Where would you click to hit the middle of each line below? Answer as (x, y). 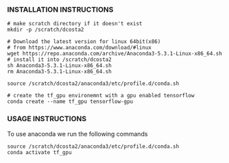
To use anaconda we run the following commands (77, 134)
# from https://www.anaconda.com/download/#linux (80, 48)
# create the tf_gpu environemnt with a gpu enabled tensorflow (101, 96)
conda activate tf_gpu (39, 152)
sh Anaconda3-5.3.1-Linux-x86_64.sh (59, 66)
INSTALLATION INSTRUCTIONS (60, 10)
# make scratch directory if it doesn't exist (75, 24)
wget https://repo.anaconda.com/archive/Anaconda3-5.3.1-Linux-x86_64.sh (115, 54)
